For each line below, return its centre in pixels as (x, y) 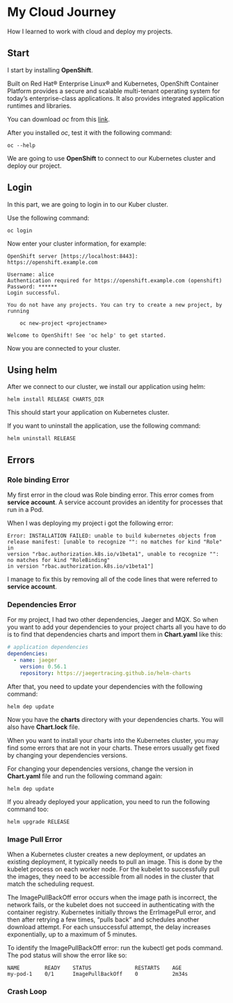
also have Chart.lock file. (43, 727)
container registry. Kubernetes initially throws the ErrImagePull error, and (112, 913)
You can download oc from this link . (58, 119)
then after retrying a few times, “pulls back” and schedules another (103, 920)
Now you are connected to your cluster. (64, 348)
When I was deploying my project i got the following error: (90, 523)
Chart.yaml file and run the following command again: (85, 776)
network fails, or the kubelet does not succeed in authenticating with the (111, 905)
